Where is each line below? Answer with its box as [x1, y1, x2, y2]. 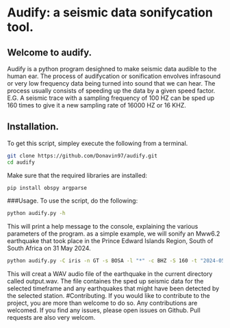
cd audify [7, 159, 36, 166]
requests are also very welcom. [7, 314, 96, 322]
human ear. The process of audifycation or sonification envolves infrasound [7, 72, 221, 80]
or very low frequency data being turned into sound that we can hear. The [7, 79, 216, 87]
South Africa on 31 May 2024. [7, 244, 91, 253]
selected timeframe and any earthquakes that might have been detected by [7, 284, 220, 292]
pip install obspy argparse [7, 184, 88, 191]
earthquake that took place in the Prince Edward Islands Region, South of [7, 237, 214, 245]
